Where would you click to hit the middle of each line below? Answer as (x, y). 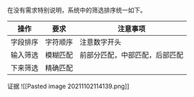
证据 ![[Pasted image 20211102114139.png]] (68, 86)
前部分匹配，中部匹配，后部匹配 (132, 55)
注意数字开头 (101, 42)
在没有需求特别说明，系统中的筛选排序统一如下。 (77, 10)
